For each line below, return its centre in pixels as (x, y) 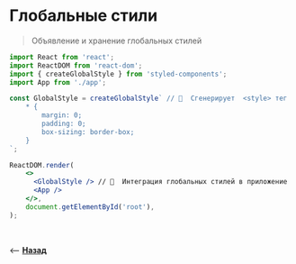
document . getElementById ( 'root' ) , (90, 207)
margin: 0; (62, 115)
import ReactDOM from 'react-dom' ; (76, 65)
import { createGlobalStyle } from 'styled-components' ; (118, 74)
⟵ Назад (28, 250)
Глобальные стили (84, 16)
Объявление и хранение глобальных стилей (117, 41)
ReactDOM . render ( (42, 165)
